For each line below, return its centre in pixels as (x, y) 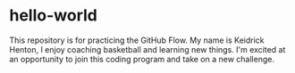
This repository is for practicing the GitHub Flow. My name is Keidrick (137, 40)
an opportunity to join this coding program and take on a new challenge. (142, 59)
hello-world (54, 16)
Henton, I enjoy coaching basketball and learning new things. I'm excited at (147, 49)
